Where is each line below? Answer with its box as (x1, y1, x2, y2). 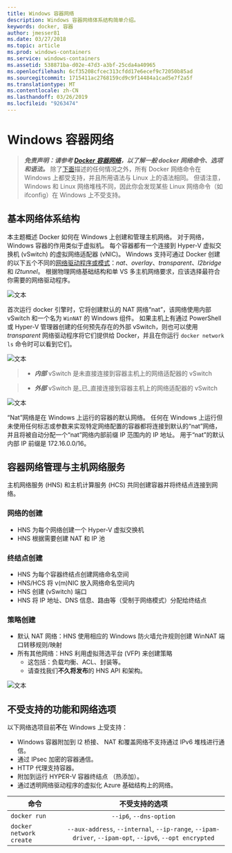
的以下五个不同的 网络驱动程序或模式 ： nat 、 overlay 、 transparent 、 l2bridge (7, 259, 222, 267)
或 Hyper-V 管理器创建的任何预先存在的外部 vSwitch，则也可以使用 (7, 322, 198, 330)
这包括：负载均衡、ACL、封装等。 (27, 658, 124, 666)
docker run (10, 812, 46, 820)
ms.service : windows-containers (7, 55, 100, 62)
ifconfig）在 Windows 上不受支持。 (23, 191, 124, 199)
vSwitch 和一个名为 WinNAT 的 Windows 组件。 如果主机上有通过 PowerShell (7, 314, 222, 322)
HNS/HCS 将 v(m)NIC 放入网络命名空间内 (17, 579, 135, 588)
